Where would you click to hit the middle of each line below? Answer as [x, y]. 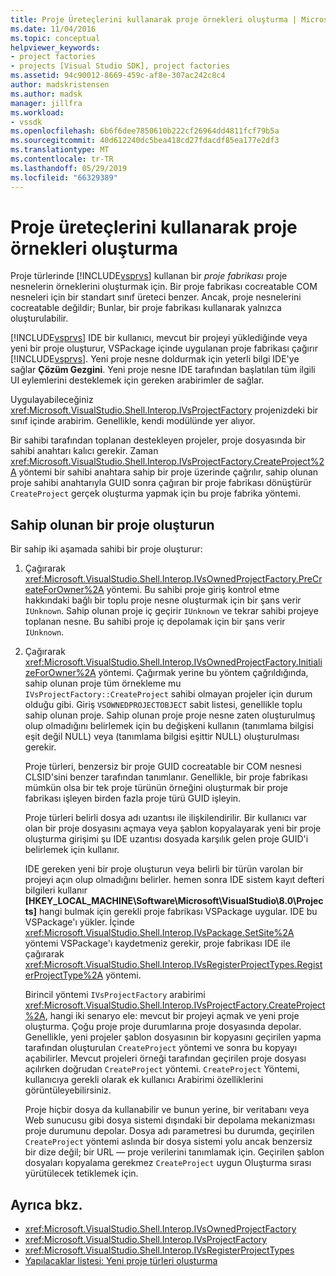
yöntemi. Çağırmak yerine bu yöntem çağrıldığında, [203, 673]
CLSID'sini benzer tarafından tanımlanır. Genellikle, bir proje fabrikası [166, 777]
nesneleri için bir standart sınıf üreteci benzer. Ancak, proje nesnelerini [156, 297]
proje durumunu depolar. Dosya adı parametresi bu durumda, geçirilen [169, 1131]
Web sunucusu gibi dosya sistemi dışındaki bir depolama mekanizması [169, 1120]
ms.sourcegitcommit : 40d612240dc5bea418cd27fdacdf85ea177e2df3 [145, 141]
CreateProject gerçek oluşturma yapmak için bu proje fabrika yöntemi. [155, 493]
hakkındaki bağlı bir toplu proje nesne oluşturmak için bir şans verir [163, 600]
